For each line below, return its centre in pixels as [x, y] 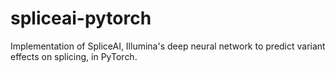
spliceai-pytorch [81, 18]
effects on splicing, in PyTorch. [74, 56]
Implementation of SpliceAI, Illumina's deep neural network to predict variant [168, 46]
